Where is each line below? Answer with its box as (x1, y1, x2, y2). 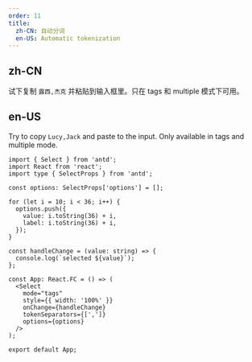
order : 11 (8, 11, 42, 20)
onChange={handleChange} (23, 303, 106, 311)
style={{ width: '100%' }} (23, 296, 114, 304)
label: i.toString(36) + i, (23, 219, 117, 227)
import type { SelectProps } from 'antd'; (8, 170, 153, 178)
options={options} (23, 317, 85, 326)
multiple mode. (8, 140, 58, 150)
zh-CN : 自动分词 (15, 27, 66, 35)
